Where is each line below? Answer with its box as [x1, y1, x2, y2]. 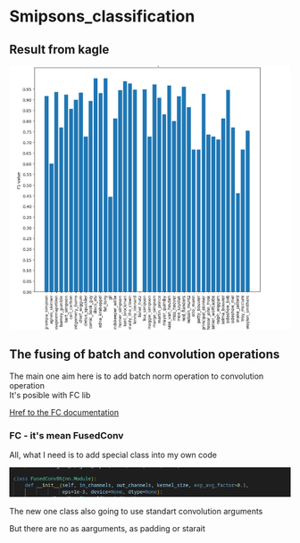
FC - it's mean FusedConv [9, 429, 124, 441]
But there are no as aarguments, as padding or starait [9, 522, 205, 533]
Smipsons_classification [9, 6, 196, 27]
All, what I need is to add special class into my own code [9, 449, 217, 461]
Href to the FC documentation [9, 406, 119, 417]
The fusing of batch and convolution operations [9, 347, 280, 363]
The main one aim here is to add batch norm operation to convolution [9, 371, 264, 381]
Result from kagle [9, 42, 110, 57]
